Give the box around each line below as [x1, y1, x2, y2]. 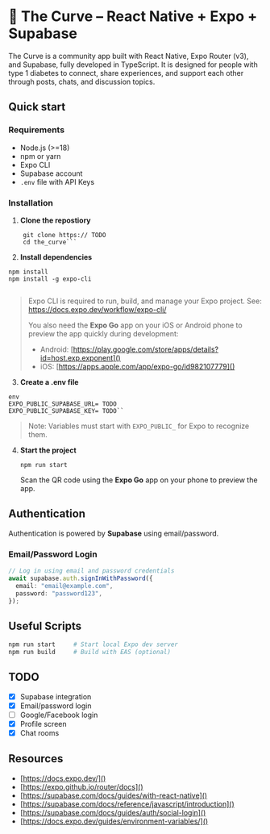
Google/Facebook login [19, 710, 98, 719]
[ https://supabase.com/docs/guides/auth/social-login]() [19, 807, 206, 817]
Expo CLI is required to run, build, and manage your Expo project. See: [27, 296, 262, 306]
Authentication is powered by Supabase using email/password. [8, 528, 219, 538]
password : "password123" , [15, 589, 103, 598]
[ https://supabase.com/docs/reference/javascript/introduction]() [19, 799, 235, 809]
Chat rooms [19, 728, 60, 738]
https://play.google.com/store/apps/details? [73, 344, 219, 354]
